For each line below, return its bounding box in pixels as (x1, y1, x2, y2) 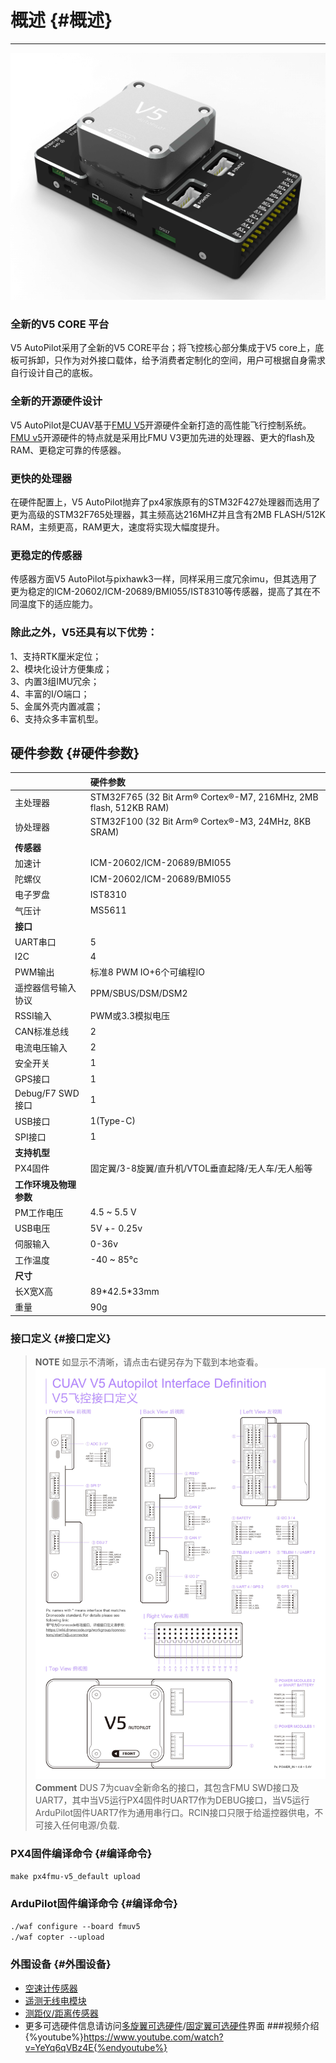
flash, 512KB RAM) (89, 802, 170, 814)
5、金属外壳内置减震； (10, 700, 104, 712)
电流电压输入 (14, 1041, 68, 1053)
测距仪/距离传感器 (24, 2007, 99, 2019)
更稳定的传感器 (10, 548, 83, 562)
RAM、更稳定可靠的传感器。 (10, 444, 127, 456)
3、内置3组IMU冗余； (10, 675, 100, 687)
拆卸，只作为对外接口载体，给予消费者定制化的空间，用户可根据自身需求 (27, 354, 326, 366)
